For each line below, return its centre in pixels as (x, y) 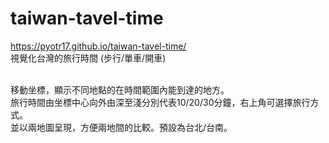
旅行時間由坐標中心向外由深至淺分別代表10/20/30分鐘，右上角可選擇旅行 (160, 102)
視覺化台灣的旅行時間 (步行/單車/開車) (88, 58)
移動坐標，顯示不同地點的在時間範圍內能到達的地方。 (120, 89)
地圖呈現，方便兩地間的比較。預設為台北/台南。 (134, 127)
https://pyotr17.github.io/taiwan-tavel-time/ (98, 46)
